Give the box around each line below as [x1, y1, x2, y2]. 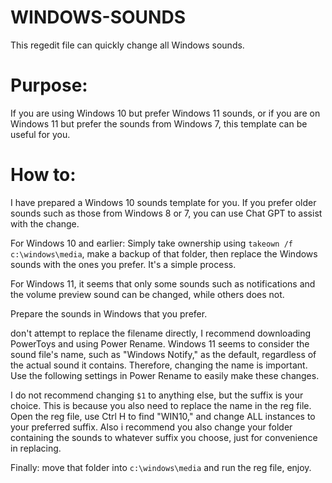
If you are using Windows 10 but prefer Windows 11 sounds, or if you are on [10, 107, 321, 119]
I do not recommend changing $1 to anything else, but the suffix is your [10, 389, 304, 401]
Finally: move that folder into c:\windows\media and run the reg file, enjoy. [10, 461, 312, 473]
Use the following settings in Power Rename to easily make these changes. [10, 369, 320, 381]
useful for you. [10, 128, 71, 140]
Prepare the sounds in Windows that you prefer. [10, 307, 208, 320]
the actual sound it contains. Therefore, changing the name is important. [10, 359, 308, 371]
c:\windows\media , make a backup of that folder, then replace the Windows [10, 247, 318, 260]
